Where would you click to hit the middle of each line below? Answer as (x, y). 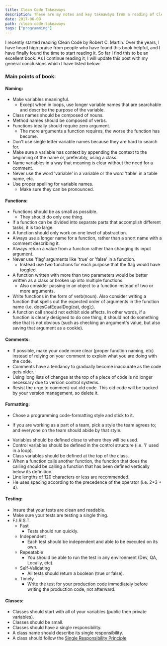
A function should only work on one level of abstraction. (70, 233)
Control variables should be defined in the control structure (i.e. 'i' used (85, 445)
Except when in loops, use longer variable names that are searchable (90, 105)
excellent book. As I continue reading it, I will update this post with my (77, 58)
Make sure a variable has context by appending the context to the (80, 152)
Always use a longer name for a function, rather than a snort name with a (87, 238)
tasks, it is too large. (33, 227)
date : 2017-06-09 (23, 19)
